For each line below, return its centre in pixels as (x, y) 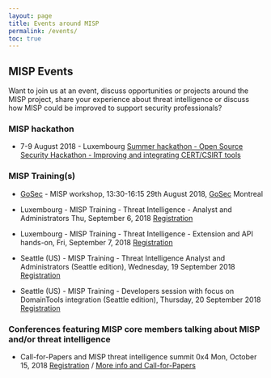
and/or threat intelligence (59, 339)
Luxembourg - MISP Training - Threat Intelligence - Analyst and (126, 209)
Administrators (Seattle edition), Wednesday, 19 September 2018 (128, 266)
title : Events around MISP (54, 23)
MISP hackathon (41, 129)
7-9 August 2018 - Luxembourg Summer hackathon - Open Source (131, 147)
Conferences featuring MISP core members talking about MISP (134, 329)
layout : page (30, 16)
